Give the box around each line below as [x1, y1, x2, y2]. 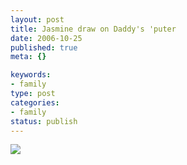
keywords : [10, 70, 52, 80]
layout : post [10, 14, 65, 25]
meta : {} [10, 52, 47, 62]
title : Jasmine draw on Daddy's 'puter [10, 24, 177, 34]
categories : [10, 97, 60, 108]
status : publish [10, 116, 78, 126]
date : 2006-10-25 [10, 33, 83, 43]
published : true [10, 42, 78, 53]
